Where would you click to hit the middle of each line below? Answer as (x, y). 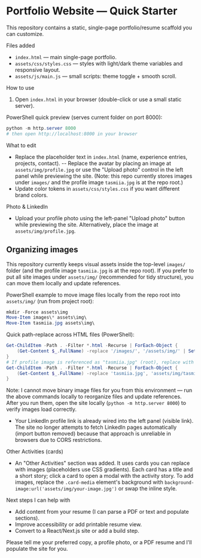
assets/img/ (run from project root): (50, 301)
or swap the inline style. (148, 489)
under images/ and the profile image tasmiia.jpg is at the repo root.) (99, 182)
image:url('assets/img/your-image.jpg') (66, 489)
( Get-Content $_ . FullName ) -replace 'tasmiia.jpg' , (83, 373)
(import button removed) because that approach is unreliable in (93, 434)
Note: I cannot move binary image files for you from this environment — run (99, 391)
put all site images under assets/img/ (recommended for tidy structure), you (100, 277)
